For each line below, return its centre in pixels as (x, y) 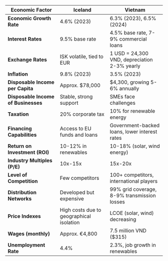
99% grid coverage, (133, 189)
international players (134, 181)
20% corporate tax (82, 114)
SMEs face (122, 96)
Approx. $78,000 (80, 85)
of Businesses (25, 103)
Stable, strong (76, 96)
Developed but (77, 192)
